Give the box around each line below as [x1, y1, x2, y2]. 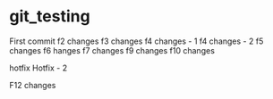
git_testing [9, 6, 91, 27]
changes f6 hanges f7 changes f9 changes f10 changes [9, 45, 215, 55]
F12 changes [9, 79, 56, 90]
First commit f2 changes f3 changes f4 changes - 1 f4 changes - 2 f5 [9, 36, 264, 46]
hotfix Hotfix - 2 [9, 62, 68, 73]
